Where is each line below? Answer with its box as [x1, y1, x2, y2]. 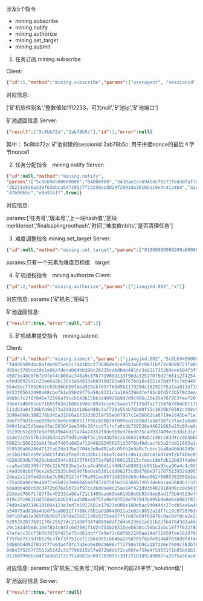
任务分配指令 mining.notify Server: [14, 161, 105, 168]
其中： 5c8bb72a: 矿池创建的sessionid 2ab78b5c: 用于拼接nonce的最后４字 [6, 140, 195, 148]
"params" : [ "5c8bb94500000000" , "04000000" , [6, 179, 115, 185]
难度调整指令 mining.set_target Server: [14, 235, 111, 242]
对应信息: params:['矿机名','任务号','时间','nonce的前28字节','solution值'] [6, 565, 184, 572]
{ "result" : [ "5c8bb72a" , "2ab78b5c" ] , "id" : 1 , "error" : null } [6, 129, 153, 135]
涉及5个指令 [6, 5, 36, 12]
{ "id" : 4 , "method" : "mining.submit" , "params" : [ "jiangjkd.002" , [6, 356, 164, 362]
